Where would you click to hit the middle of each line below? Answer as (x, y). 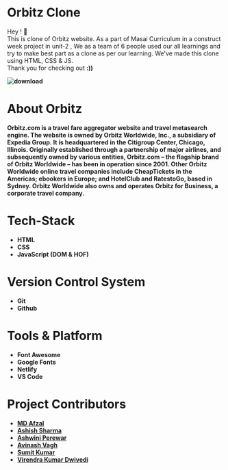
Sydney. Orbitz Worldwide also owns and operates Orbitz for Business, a (113, 185)
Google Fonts (36, 362)
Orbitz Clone (44, 13)
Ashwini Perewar (42, 438)
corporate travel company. (46, 193)
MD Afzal (30, 423)
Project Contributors (67, 404)
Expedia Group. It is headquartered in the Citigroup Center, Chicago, (106, 142)
